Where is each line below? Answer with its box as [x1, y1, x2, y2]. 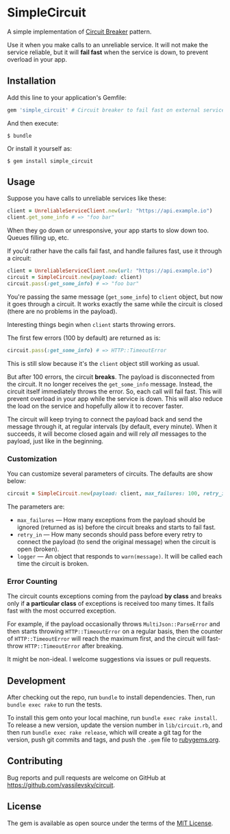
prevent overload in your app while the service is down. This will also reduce [7, 394, 223, 402]
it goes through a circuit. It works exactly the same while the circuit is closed [7, 299, 223, 308]
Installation [7, 75, 56, 87]
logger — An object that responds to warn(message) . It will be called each [16, 552, 222, 560]
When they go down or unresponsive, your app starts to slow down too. [7, 226, 209, 234]
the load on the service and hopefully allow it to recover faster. [7, 402, 183, 410]
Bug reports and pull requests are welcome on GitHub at [7, 773, 166, 782]
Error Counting [7, 576, 57, 586]
